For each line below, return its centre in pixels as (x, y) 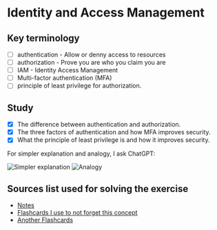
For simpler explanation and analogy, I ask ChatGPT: (81, 154)
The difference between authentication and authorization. (99, 125)
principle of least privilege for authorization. (79, 86)
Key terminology (44, 38)
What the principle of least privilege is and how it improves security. (113, 140)
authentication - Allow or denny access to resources (91, 54)
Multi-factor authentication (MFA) (64, 78)
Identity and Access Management (106, 13)
